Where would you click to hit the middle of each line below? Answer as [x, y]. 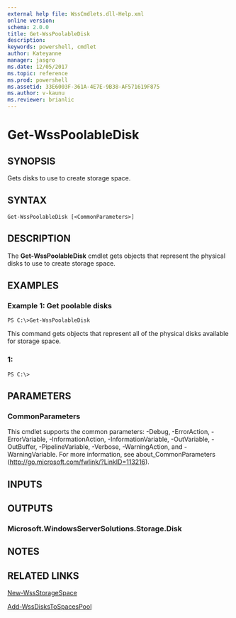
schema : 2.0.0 [28, 27]
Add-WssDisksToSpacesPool [50, 607]
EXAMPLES [33, 286]
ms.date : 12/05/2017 [38, 67]
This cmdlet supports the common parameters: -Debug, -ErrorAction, [109, 432]
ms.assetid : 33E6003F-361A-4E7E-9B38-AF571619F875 [84, 87]
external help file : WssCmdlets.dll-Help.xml [75, 14]
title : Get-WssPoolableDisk [49, 34]
